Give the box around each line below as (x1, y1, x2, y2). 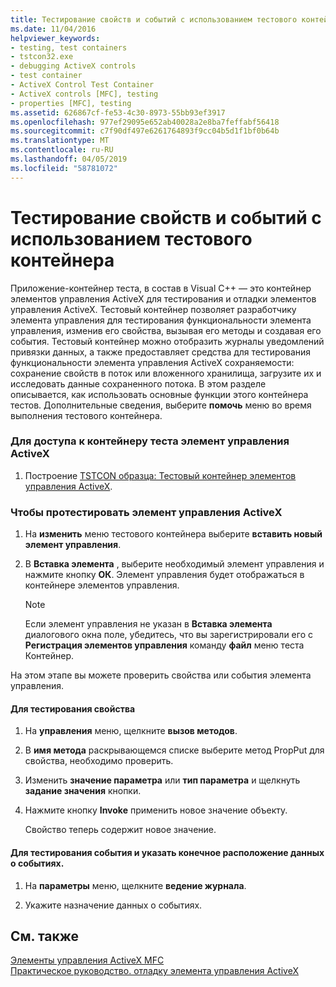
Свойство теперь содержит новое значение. (24, 824, 217, 836)
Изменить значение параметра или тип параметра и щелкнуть (24, 774, 301, 786)
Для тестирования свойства (10, 702, 136, 715)
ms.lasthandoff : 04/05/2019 (10, 154, 128, 164)
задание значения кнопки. (24, 785, 142, 797)
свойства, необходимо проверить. (24, 755, 174, 767)
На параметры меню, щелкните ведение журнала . (24, 879, 247, 891)
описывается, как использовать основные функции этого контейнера (10, 388, 309, 400)
